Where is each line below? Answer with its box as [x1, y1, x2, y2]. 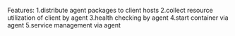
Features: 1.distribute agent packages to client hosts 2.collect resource [7, 6, 213, 14]
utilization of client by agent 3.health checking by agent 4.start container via [7, 13, 229, 22]
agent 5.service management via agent [7, 21, 121, 29]
